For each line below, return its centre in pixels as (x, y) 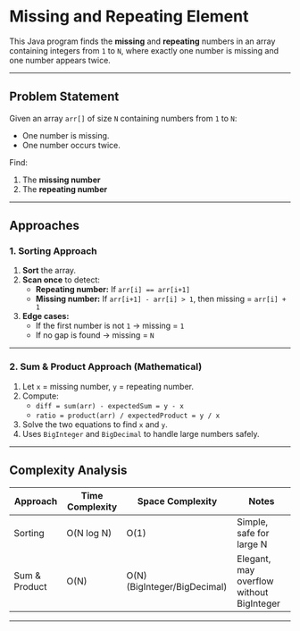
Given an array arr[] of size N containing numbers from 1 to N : (123, 118)
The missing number (61, 180)
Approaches (45, 226)
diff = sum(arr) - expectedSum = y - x (110, 406)
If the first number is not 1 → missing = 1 (110, 326)
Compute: (41, 396)
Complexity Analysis (68, 471)
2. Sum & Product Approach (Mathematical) (106, 366)
